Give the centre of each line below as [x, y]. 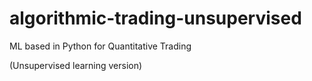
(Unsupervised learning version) [76, 65]
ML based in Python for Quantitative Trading [100, 46]
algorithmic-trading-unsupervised [155, 18]
